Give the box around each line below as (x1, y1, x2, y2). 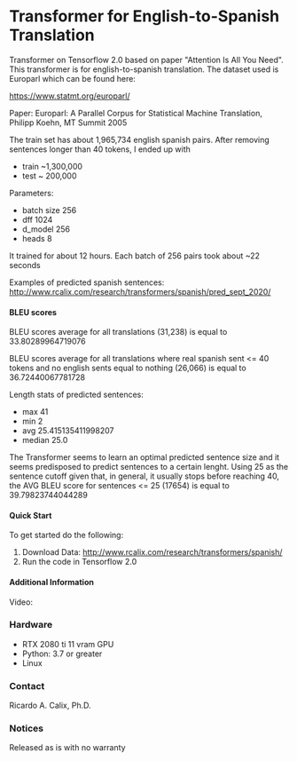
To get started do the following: (9, 530, 124, 541)
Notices (9, 722, 44, 734)
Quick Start (9, 510, 52, 520)
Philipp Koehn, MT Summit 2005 (9, 117, 128, 128)
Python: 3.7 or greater (21, 648, 103, 659)
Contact (9, 679, 45, 692)
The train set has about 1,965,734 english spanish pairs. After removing (9, 134, 270, 145)
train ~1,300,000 (21, 161, 82, 171)
